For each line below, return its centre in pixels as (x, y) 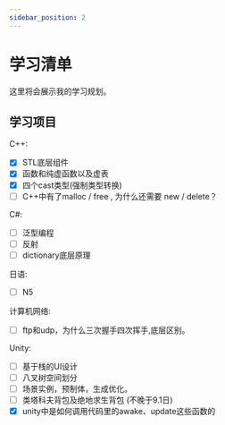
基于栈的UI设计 (50, 366)
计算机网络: (30, 310)
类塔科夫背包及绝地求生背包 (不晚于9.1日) (97, 400)
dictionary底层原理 (56, 255)
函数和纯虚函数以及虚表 (65, 174)
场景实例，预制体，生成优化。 (77, 389)
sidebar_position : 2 (48, 17)
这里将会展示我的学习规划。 (60, 91)
